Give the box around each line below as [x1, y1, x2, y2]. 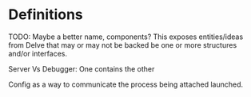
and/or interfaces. [8, 48, 68, 58]
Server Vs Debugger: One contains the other [8, 64, 155, 73]
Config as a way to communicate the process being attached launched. [8, 80, 244, 89]
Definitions [8, 6, 84, 24]
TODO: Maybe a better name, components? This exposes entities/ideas [8, 32, 244, 41]
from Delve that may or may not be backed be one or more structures [8, 40, 237, 49]
